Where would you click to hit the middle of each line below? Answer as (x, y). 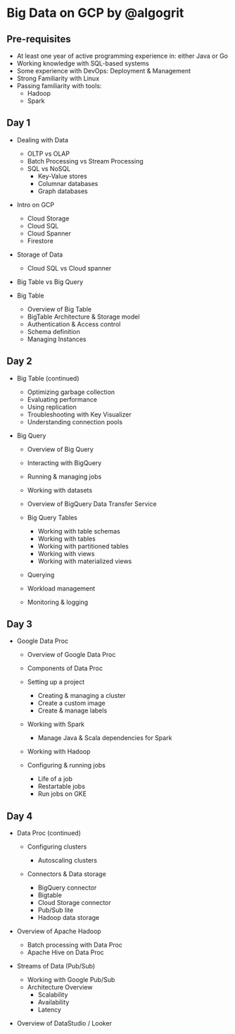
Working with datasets (60, 490)
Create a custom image (72, 703)
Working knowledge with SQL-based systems (83, 63)
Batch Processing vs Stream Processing (85, 161)
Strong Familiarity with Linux (58, 78)
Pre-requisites (39, 39)
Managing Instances (57, 339)
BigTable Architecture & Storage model (83, 316)
